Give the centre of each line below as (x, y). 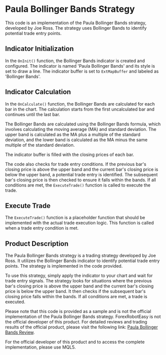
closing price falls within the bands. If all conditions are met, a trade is (76, 297)
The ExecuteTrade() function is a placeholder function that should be (75, 218)
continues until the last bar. (33, 114)
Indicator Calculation (38, 92)
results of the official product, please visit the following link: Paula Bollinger (82, 327)
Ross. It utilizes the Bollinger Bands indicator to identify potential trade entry (83, 261)
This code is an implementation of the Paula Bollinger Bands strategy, (76, 23)
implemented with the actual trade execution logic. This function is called (80, 223)
